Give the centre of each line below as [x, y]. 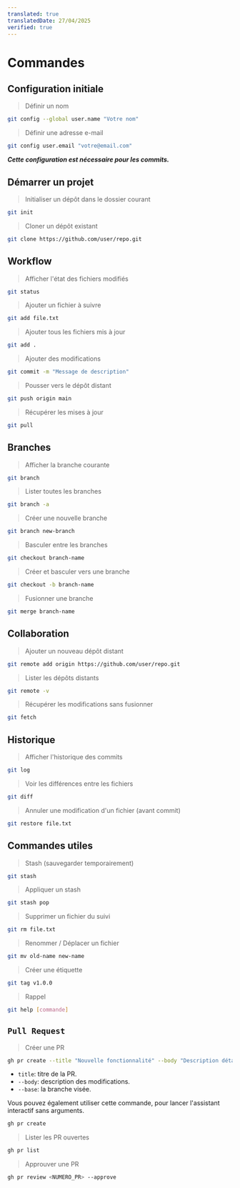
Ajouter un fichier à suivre [63, 305]
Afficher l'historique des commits [74, 757]
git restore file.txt [40, 823]
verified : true [30, 27]
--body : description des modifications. [74, 1082]
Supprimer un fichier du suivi [67, 917]
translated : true [33, 14]
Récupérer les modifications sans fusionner [89, 704]
